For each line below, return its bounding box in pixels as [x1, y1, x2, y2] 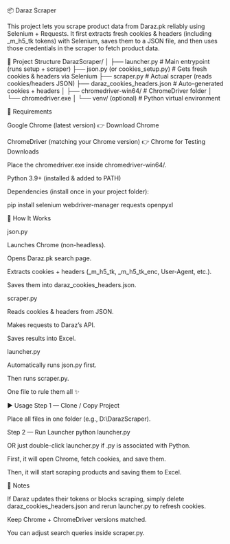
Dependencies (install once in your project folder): [7, 187, 150, 196]
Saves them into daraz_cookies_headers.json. [7, 281, 137, 289]
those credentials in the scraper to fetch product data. [7, 44, 160, 52]
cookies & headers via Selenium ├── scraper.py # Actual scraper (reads [7, 72, 212, 80]
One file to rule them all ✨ [7, 388, 80, 395]
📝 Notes [7, 481, 30, 490]
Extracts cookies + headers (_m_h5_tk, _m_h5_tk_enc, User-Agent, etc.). [7, 268, 212, 275]
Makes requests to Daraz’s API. [7, 321, 95, 329]
